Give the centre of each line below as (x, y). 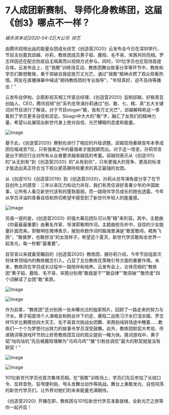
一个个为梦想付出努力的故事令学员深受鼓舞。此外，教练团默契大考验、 (87, 328)
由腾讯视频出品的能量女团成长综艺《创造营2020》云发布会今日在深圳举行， (83, 48)
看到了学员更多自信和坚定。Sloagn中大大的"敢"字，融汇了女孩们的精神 (78, 116)
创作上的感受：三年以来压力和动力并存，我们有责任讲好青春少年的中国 (82, 185)
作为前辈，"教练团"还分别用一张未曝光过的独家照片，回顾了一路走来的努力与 (84, 309)
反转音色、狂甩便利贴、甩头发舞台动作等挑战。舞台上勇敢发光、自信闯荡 (89, 384)
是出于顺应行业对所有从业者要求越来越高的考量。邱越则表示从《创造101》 (81, 155)
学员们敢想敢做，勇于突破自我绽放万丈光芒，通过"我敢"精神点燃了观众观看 (82, 74)
